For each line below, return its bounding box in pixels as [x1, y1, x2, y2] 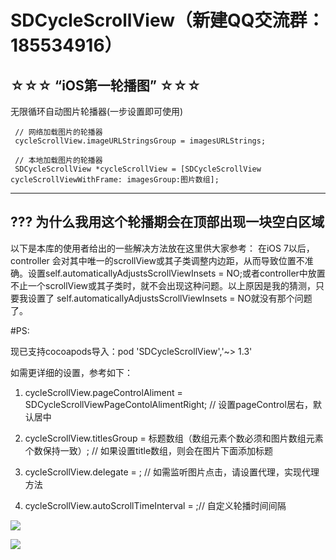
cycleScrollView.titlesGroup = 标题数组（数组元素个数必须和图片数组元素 [24, 432, 324, 444]
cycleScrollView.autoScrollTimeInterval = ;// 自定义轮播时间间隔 [24, 499, 287, 511]
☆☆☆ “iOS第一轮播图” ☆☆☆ [10, 77, 202, 94]
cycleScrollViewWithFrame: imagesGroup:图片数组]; [10, 175, 220, 185]
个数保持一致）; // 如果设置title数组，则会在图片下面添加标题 [24, 444, 274, 456]
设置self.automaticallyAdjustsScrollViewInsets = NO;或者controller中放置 [27, 267, 326, 279]
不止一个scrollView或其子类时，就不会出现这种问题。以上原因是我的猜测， [10, 279, 317, 291]
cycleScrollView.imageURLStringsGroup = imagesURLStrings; [14, 136, 267, 146]
